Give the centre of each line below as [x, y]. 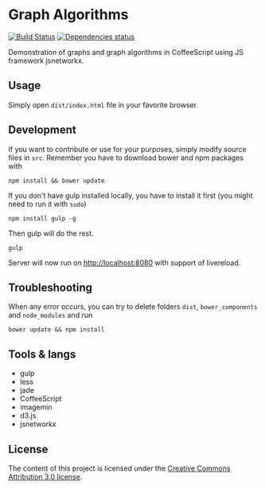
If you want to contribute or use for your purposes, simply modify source [127, 149]
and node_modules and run [51, 315]
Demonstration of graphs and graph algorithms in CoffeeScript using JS [126, 52]
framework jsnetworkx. [46, 61]
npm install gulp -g [43, 218]
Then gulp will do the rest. [51, 233]
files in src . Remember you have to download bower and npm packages [126, 158]
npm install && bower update [57, 181]
